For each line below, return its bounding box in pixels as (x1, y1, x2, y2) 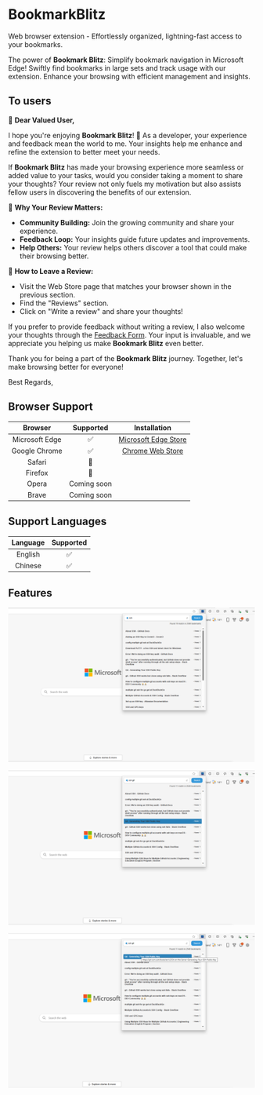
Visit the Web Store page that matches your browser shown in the (19, 281, 232, 291)
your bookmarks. (8, 39, 63, 49)
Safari (27, 457, 47, 466)
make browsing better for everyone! (8, 362, 124, 371)
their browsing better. (19, 251, 89, 261)
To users (8, 94, 52, 108)
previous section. (19, 290, 76, 299)
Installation (134, 423, 172, 433)
